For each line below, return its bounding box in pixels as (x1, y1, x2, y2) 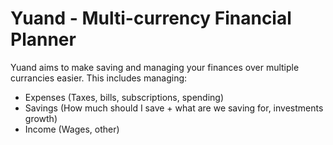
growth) (24, 112, 58, 124)
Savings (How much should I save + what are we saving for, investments (24, 102, 324, 114)
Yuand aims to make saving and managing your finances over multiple (10, 61, 300, 73)
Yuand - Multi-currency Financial (10, 7, 292, 30)
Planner (10, 28, 77, 51)
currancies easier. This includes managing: (10, 72, 188, 84)
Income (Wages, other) (24, 123, 120, 135)
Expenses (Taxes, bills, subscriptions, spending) (24, 91, 224, 103)
